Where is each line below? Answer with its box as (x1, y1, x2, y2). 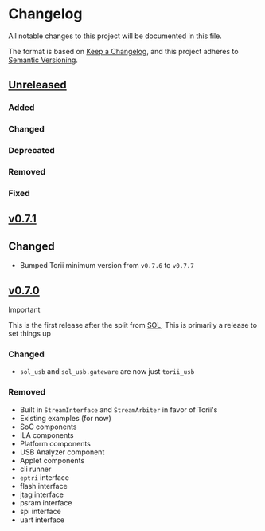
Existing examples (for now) (19, 413, 111, 423)
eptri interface (19, 472, 70, 482)
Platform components (19, 439, 92, 448)
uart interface (19, 515, 65, 525)
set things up (8, 328, 52, 338)
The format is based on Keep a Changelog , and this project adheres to (8, 46, 239, 56)
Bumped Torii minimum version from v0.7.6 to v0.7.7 (19, 261, 195, 270)
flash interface (19, 481, 68, 490)
